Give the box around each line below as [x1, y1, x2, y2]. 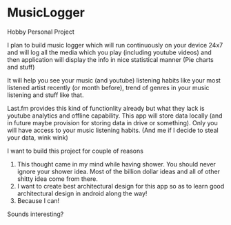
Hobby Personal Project [7, 28, 74, 36]
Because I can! [17, 196, 60, 204]
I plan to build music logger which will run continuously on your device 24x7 [7, 41, 223, 49]
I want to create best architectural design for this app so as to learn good [17, 182, 225, 190]
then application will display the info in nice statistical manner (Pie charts [7, 55, 214, 63]
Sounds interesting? [7, 210, 64, 218]
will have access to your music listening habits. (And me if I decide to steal [7, 126, 219, 134]
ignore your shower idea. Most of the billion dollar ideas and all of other [17, 167, 221, 175]
